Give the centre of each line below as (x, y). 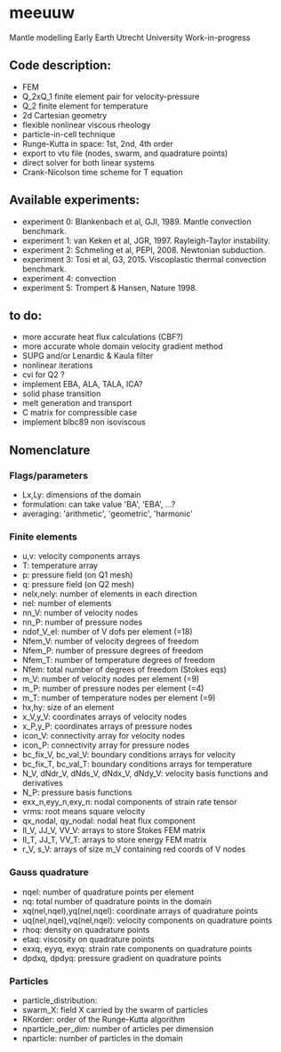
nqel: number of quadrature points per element (108, 892)
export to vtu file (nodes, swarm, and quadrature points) (125, 153)
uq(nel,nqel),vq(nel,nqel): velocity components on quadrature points (147, 920)
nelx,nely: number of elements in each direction (109, 594)
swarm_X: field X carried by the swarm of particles (115, 1009)
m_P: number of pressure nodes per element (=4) (113, 689)
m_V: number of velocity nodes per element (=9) (111, 679)
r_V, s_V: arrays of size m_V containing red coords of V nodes (134, 849)
